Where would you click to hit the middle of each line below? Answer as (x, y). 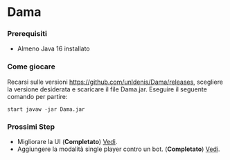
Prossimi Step (31, 127)
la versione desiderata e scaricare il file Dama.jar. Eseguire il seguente (107, 89)
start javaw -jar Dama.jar (46, 109)
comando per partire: (37, 96)
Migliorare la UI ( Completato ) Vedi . (67, 142)
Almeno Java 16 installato (53, 48)
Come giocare (31, 66)
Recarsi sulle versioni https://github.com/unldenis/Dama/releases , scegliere (115, 82)
